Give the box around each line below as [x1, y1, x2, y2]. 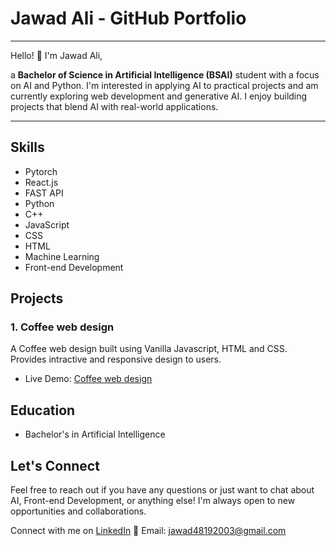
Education [10, 402, 76, 419]
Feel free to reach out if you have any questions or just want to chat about [10, 484, 315, 496]
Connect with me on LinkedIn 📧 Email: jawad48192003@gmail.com [10, 525, 287, 537]
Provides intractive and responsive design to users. [10, 353, 222, 366]
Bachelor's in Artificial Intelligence [24, 428, 166, 441]
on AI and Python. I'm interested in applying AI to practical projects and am [10, 79, 319, 91]
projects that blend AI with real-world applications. [10, 100, 219, 112]
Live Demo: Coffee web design [24, 373, 153, 385]
